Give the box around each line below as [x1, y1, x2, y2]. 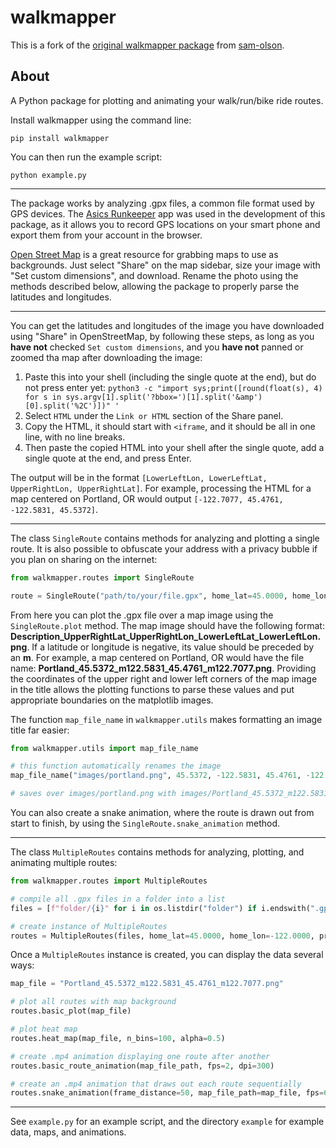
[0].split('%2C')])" [24, 401, 111, 411]
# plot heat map [10, 1024, 78, 1034]
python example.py [10, 170, 87, 180]
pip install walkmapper [10, 133, 110, 143]
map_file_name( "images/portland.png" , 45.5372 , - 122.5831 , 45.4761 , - [10, 771, 311, 781]
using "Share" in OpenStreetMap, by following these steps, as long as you [10, 330, 315, 342]
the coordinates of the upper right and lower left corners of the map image [10, 672, 318, 685]
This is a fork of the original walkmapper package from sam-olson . [10, 39, 285, 51]
